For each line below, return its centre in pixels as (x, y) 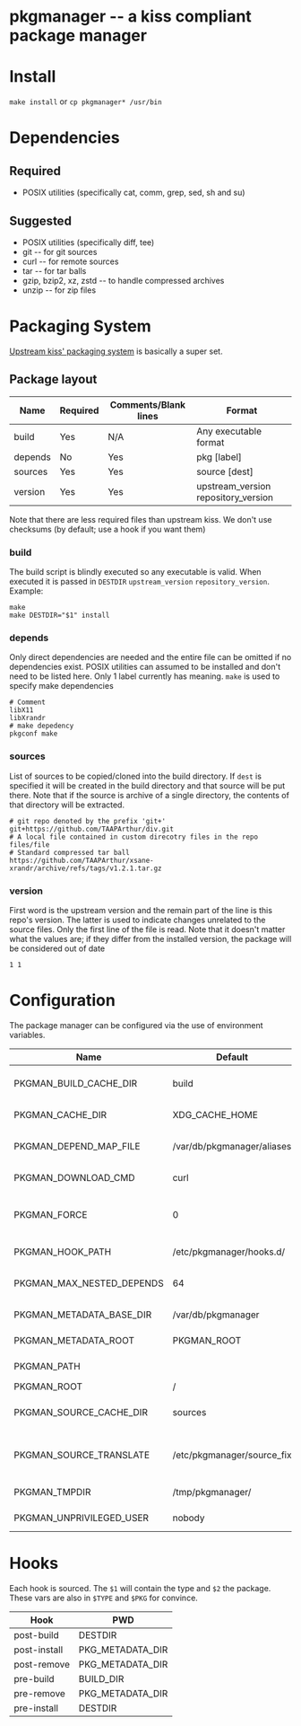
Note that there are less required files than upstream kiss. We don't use (141, 519)
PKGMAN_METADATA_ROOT (74, 1340)
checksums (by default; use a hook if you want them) (107, 529)
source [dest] (225, 471)
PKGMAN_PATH (47, 1366)
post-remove (42, 1664)
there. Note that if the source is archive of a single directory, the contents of (149, 795)
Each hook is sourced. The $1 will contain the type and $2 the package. (140, 1588)
